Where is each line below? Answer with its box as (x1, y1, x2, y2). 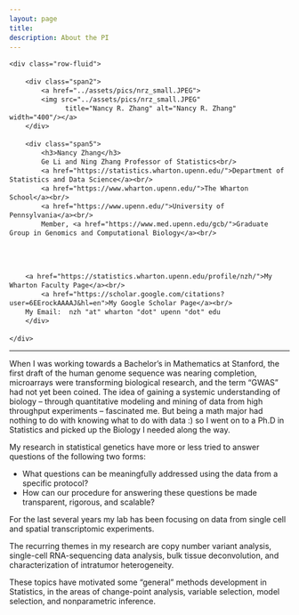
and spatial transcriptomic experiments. (9, 523, 155, 534)
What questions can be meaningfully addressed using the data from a (21, 468, 279, 480)
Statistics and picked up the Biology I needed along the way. (9, 425, 230, 435)
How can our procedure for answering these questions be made (21, 488, 258, 498)
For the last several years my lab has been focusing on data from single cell (9, 514, 287, 525)
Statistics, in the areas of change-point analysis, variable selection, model (9, 587, 280, 597)
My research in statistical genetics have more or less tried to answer (9, 441, 260, 453)
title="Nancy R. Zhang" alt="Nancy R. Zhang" (65, 104, 238, 113)
